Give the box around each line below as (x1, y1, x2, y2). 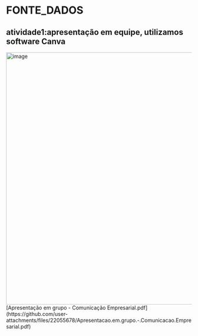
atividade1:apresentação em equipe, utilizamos (6, 27, 184, 37)
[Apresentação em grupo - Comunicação (6, 304, 106, 311)
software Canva (6, 36, 66, 46)
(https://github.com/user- (6, 311, 68, 317)
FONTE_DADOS (6, 4, 84, 17)
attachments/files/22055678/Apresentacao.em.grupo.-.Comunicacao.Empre (6, 317, 192, 324)
